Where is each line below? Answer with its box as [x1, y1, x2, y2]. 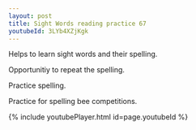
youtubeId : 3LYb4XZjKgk [8, 27, 89, 35]
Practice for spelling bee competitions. [8, 97, 138, 106]
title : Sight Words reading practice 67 [8, 19, 147, 28]
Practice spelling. [8, 80, 66, 90]
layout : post [8, 11, 53, 20]
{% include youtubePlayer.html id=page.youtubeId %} [8, 112, 189, 122]
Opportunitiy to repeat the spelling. [8, 65, 126, 75]
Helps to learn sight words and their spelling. [8, 50, 158, 59]
